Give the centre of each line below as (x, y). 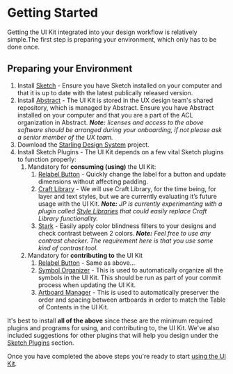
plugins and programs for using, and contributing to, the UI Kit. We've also (113, 327)
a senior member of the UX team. (65, 137)
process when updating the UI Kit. (87, 285)
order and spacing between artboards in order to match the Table (132, 300)
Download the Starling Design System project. (83, 145)
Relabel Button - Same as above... (87, 263)
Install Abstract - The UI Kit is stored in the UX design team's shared (115, 100)
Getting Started (53, 13)
